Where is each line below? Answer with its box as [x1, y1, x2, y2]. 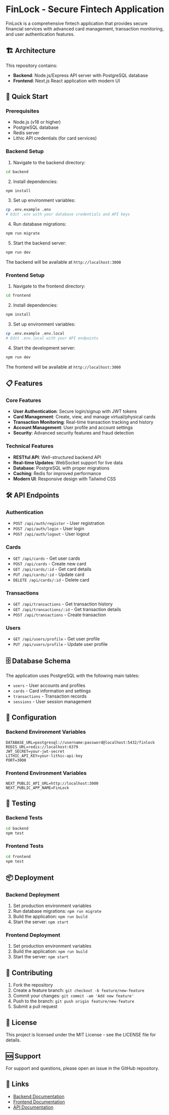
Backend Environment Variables [6, 729, 86, 736]
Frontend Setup [6, 271, 45, 278]
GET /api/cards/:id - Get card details [13, 566, 92, 572]
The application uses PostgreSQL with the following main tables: [6, 673, 140, 679]
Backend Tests [6, 814, 43, 821]
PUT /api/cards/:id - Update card [13, 571, 85, 578]
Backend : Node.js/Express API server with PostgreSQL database [13, 72, 148, 78]
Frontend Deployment [6, 931, 61, 939]
